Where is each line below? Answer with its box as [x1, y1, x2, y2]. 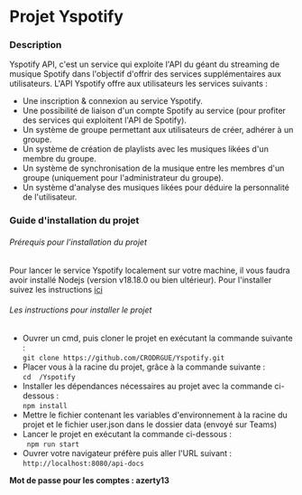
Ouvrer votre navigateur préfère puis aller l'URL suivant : [22, 447, 233, 458]
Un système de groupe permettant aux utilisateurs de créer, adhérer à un [22, 125, 294, 135]
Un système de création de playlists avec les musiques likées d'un [22, 144, 269, 154]
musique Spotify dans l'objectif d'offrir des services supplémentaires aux [9, 69, 282, 79]
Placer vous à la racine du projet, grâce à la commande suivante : [22, 361, 266, 372]
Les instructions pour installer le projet [9, 304, 152, 315]
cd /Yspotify [22, 372, 76, 381]
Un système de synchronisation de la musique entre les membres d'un [22, 163, 285, 173]
